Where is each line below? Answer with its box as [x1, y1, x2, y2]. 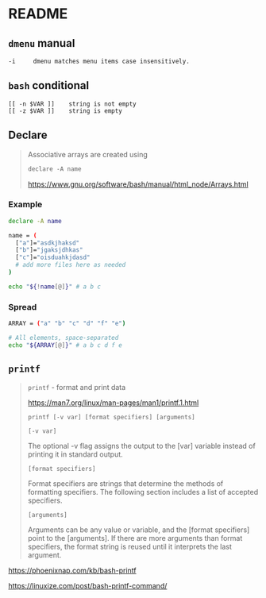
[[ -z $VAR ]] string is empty [8, 106, 123, 115]
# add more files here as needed [15, 261, 126, 269]
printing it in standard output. [27, 449, 123, 459]
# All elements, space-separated [8, 334, 119, 341]
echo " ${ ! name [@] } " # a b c [8, 283, 102, 291]
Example [8, 199, 43, 210]
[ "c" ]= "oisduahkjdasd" [15, 253, 91, 262]
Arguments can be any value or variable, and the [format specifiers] [27, 525, 250, 534]
